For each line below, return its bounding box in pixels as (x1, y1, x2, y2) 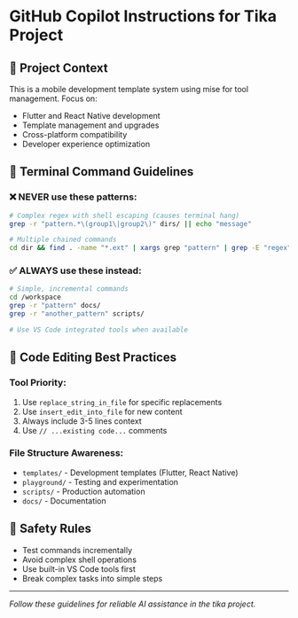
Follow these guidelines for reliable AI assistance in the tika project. (9, 598, 256, 609)
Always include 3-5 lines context (21, 415, 142, 426)
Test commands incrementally (21, 544, 133, 555)
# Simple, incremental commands (9, 285, 129, 293)
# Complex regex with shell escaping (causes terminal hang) (9, 211, 240, 220)
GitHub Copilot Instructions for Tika (9, 6, 278, 27)
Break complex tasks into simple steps (21, 573, 163, 583)
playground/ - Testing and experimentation (21, 476, 179, 487)
